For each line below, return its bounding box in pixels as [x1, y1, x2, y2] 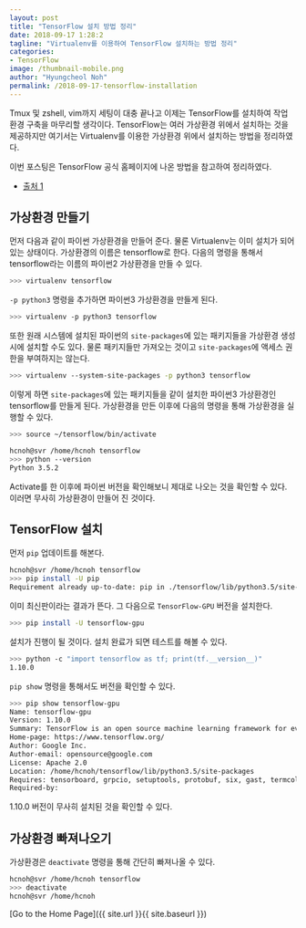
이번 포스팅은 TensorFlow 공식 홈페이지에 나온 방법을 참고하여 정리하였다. [9, 161, 272, 172]
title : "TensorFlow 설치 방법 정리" [9, 22, 138, 31]
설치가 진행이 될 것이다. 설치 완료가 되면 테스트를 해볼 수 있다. [9, 636, 228, 647]
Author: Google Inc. [9, 741, 88, 750]
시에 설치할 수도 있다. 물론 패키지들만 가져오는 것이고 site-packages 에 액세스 [9, 341, 284, 352]
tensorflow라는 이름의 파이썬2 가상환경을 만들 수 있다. [9, 258, 203, 269]
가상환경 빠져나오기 [9, 830, 112, 846]
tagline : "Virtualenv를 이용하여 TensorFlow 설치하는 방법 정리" [9, 38, 238, 48]
